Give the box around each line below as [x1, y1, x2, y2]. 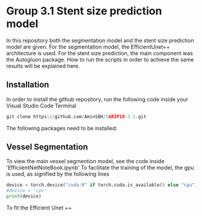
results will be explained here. [6, 62, 80, 70]
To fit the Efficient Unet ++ [6, 204, 72, 211]
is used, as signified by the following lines [6, 170, 109, 178]
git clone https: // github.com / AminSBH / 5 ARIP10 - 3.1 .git [6, 113, 147, 119]
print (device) [6, 193, 42, 199]
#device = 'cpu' [6, 188, 47, 194]
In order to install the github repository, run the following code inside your [6, 95, 188, 103]
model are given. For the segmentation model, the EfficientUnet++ [6, 43, 170, 50]
